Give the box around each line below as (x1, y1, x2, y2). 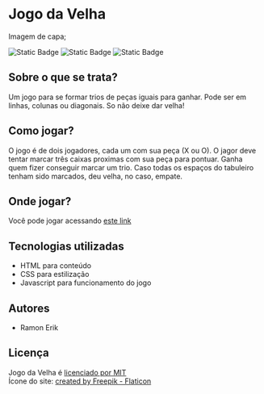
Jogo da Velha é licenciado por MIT (8, 367, 127, 377)
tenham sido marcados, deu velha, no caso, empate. (8, 171, 183, 181)
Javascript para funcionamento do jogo (19, 278, 152, 287)
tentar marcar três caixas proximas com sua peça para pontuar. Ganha (8, 154, 243, 164)
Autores (8, 301, 50, 315)
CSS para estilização (19, 270, 90, 279)
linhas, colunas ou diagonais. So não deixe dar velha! (8, 100, 185, 110)
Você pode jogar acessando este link (8, 216, 132, 226)
